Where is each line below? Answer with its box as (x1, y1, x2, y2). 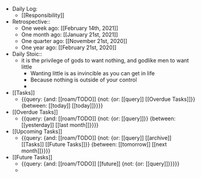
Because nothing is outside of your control (30, 76, 137, 83)
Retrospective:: (12, 18, 51, 25)
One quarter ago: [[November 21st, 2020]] (21, 38, 128, 44)
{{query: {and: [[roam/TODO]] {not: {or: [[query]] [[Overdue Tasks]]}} (21, 95, 196, 103)
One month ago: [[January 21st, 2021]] (21, 31, 118, 38)
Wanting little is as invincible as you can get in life (30, 70, 155, 77)
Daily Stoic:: (12, 50, 43, 57)
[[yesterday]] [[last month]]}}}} (21, 122, 99, 128)
